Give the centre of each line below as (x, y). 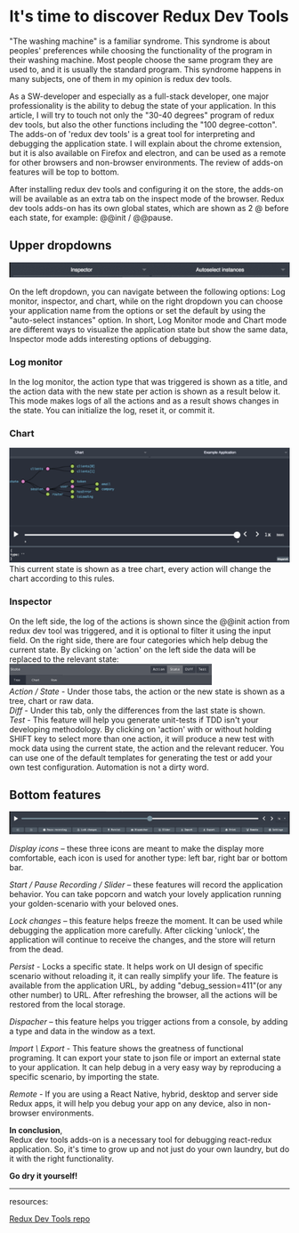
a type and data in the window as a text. (82, 1032)
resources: (29, 1202)
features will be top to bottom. (65, 172)
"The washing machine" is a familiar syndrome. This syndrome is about (140, 41)
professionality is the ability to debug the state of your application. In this (143, 105)
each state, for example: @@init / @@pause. (91, 217)
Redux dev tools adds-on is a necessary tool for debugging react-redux (141, 1140)
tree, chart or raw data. (52, 700)
